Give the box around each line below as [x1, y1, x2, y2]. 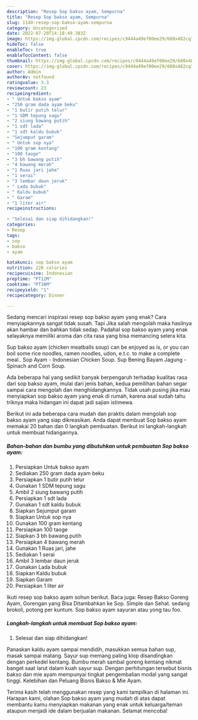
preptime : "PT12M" [6, 276, 52, 282]
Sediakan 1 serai [15, 551, 55, 558]
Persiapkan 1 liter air [15, 582, 64, 589]
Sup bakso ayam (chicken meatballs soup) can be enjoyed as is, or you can [6, 344, 189, 351]
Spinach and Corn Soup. [6, 362, 66, 369]
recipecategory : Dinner [6, 292, 65, 298]
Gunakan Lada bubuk [15, 564, 67, 571]
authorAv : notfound [6, 74, 55, 80]
